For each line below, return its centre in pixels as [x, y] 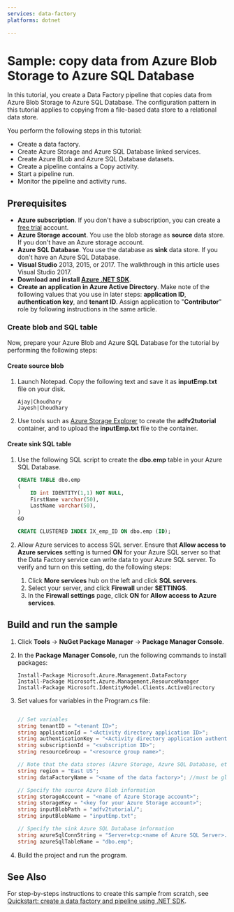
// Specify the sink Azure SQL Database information [96, 829]
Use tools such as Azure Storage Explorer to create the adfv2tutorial [117, 420]
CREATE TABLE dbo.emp [49, 480]
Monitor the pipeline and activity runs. [72, 182]
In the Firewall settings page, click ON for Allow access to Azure [122, 595]
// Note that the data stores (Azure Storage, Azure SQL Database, [117, 765]
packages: [32, 662]
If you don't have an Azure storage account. [81, 242]
